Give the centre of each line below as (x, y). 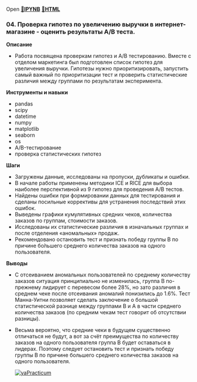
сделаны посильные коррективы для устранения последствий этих (100, 202)
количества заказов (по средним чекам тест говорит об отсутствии (100, 312)
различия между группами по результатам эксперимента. (89, 81)
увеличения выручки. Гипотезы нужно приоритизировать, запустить (101, 68)
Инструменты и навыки (37, 93)
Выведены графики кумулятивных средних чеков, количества (93, 215)
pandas (24, 104)
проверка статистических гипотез (58, 154)
